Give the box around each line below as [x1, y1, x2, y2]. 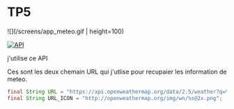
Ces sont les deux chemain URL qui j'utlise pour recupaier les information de [7, 67, 227, 76]
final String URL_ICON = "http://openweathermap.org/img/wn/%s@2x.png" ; [7, 94, 223, 101]
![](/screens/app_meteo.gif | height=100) [7, 27, 124, 35]
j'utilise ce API [7, 53, 48, 62]
